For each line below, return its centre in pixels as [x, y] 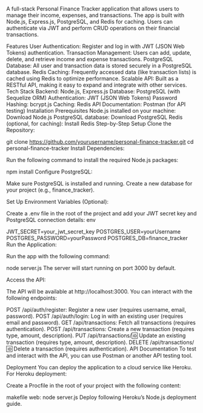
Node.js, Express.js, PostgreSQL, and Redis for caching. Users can [89, 22]
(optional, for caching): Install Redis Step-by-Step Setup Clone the [89, 123]
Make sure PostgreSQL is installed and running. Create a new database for [99, 183]
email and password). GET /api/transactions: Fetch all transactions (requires [101, 323]
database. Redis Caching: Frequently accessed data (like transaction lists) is [101, 72]
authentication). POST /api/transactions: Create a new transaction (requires [101, 329]
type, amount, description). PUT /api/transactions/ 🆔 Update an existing [96, 335]
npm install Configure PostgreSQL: [49, 172]
